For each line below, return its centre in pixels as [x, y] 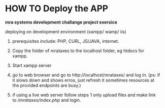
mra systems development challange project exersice [61, 22]
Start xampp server [32, 65]
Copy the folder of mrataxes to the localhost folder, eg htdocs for [78, 51]
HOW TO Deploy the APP [57, 9]
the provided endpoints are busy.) [47, 85]
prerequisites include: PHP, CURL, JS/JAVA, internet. [66, 41]
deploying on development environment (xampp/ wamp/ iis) [66, 31]
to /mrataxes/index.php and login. [47, 100]
